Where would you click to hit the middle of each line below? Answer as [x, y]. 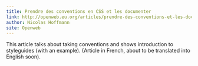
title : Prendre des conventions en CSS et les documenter [79, 11]
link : [13, 17]
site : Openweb [24, 28]
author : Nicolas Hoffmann [38, 22]
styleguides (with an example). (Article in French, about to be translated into [98, 51]
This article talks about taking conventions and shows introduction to [90, 44]
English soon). [24, 57]
